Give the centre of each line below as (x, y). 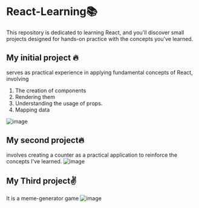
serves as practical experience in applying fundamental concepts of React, (99, 72)
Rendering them (35, 96)
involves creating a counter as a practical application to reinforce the (92, 155)
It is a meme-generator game (43, 198)
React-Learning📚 (52, 12)
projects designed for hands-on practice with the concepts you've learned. (100, 39)
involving (18, 78)
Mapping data (32, 110)
